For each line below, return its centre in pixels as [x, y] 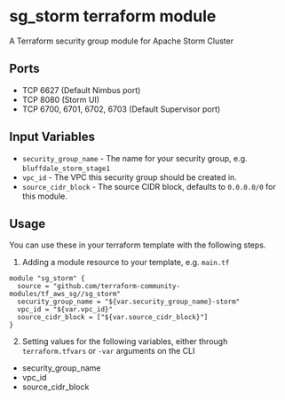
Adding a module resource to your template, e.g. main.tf [126, 263]
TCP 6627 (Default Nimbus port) [81, 90]
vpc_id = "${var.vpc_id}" [65, 310]
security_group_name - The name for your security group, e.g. [135, 158]
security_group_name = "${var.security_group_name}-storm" [129, 302]
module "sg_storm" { [47, 278]
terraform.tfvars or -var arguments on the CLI [108, 351]
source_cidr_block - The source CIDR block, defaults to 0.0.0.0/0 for [149, 186]
